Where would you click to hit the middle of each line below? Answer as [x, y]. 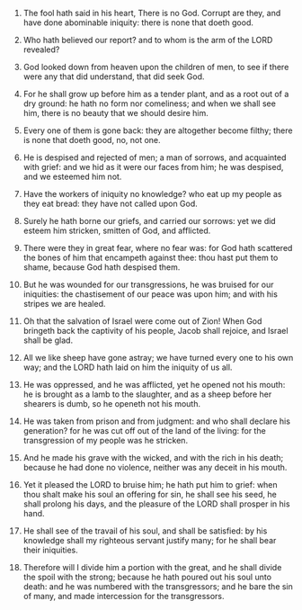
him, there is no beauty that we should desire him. [116, 113]
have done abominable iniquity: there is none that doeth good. [138, 22]
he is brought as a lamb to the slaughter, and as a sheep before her [147, 394]
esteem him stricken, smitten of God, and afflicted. [117, 230]
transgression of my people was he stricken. [105, 440]
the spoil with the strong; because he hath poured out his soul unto [147, 577]
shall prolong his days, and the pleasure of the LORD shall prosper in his [156, 504]
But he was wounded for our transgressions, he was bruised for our [148, 284]
